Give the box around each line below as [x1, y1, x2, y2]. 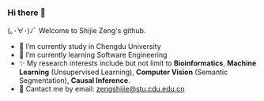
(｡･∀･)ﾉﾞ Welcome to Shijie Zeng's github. [7, 26, 146, 36]
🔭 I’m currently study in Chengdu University [18, 42, 161, 51]
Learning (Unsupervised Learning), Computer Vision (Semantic [18, 67, 228, 77]
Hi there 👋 [7, 7, 47, 18]
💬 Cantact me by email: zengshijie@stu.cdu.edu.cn [18, 84, 185, 94]
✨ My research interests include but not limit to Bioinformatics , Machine [18, 58, 257, 68]
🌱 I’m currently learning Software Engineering [18, 50, 168, 60]
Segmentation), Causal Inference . [18, 76, 131, 85]
